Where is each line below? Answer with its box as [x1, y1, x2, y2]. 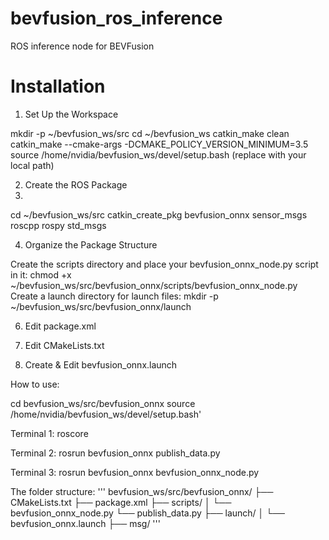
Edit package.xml [24, 320, 97, 332]
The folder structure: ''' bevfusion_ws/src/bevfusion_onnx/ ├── [10, 485, 274, 497]
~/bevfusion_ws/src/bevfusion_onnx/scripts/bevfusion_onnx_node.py [10, 279, 298, 291]
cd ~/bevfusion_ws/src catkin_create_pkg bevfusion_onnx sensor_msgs [10, 208, 308, 221]
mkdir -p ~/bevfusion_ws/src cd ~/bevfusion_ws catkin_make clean [10, 127, 290, 139]
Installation [10, 75, 106, 98]
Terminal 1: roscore [10, 427, 89, 439]
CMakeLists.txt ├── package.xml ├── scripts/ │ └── [10, 496, 232, 508]
